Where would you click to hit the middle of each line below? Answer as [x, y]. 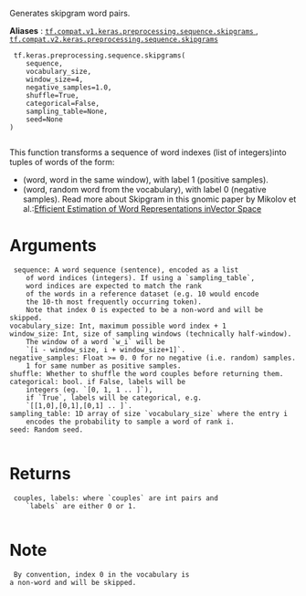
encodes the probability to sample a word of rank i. [130, 422]
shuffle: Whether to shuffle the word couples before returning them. [147, 373]
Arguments [53, 246]
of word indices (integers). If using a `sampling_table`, [141, 277]
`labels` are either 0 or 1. [81, 506]
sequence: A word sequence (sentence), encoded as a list [126, 270]
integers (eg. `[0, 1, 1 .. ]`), [90, 390]
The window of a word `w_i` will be [96, 341]
